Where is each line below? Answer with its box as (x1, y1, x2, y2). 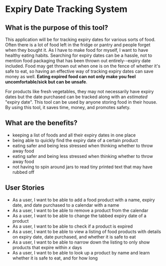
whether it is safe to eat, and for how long (12, 255, 98, 261)
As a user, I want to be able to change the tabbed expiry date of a (12, 213, 147, 219)
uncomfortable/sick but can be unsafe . (5, 79, 87, 85)
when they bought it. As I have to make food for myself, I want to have (5, 47, 148, 53)
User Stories (5, 183, 45, 192)
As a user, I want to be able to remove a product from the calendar (12, 207, 149, 213)
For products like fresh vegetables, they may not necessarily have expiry (5, 89, 154, 94)
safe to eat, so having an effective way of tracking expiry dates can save (5, 68, 154, 74)
